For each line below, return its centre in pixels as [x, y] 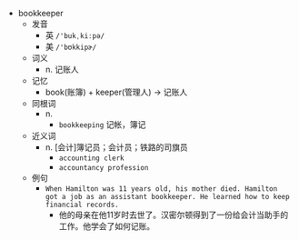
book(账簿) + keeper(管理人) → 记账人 [116, 92]
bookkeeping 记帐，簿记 [102, 125]
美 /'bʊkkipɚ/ [71, 46]
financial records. [82, 205]
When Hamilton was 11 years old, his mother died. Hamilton [161, 189]
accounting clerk [91, 158]
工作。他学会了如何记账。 [107, 226]
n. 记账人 [62, 69]
